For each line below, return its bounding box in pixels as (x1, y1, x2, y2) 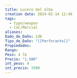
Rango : (5, 47, 18, 52)
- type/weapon (9, 20, 38, 26)
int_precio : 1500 (5, 66, 40, 71)
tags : (5, 16, 16, 21)
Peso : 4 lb (5, 52, 27, 57)
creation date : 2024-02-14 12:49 (5, 12, 73, 16)
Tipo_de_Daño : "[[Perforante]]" (5, 39, 70, 44)
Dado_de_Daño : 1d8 (5, 34, 42, 39)
